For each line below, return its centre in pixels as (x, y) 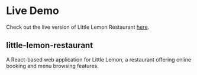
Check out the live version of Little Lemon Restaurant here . (78, 27)
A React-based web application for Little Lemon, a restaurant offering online (99, 59)
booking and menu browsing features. (52, 66)
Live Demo (33, 11)
